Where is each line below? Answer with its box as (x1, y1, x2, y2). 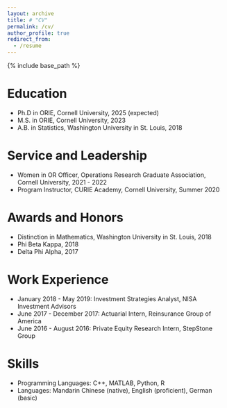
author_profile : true (7, 29, 70, 37)
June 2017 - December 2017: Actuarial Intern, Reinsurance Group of (17, 309, 212, 318)
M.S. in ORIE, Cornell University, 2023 (17, 116, 126, 124)
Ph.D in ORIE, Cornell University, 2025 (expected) (17, 108, 160, 117)
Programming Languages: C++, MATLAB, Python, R (17, 379, 165, 387)
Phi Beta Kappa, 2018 (17, 240, 79, 248)
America (17, 316, 42, 325)
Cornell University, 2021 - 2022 (17, 178, 108, 186)
